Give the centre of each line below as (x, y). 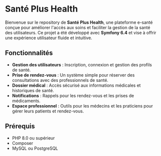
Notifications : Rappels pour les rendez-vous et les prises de (73, 95)
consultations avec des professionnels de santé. (60, 80)
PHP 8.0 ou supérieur (33, 138)
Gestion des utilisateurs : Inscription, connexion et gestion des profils (82, 64)
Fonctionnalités (29, 53)
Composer (22, 143)
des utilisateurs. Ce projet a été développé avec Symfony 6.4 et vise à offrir (81, 32)
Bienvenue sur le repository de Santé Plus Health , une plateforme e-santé (79, 22)
